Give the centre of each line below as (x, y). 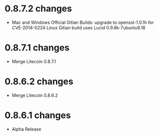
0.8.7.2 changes (38, 9)
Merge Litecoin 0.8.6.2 (35, 95)
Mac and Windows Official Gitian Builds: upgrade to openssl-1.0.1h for (83, 22)
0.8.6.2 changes (39, 82)
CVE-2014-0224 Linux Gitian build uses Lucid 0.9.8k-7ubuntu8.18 (79, 27)
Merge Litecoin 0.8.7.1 (34, 61)
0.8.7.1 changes (37, 48)
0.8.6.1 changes (38, 115)
